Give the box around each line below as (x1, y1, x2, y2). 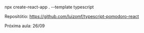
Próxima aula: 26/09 (4, 23, 45, 29)
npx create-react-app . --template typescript (4, 4, 94, 10)
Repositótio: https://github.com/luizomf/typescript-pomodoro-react (4, 14, 139, 19)
